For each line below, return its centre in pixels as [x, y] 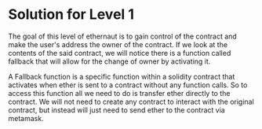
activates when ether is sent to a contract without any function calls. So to [128, 85]
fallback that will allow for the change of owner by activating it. [109, 61]
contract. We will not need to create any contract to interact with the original [131, 101]
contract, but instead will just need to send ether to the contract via [116, 110]
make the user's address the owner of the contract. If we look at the [118, 44]
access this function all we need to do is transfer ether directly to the [119, 93]
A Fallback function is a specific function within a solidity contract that [122, 76]
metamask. [26, 118]
